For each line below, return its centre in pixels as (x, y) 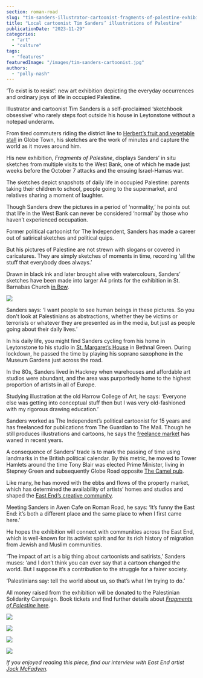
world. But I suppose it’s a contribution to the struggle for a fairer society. (97, 569)
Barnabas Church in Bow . (38, 287)
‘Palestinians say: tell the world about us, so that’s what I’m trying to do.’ (96, 581)
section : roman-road (32, 12)
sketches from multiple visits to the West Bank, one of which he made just (98, 164)
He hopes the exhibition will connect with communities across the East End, (100, 532)
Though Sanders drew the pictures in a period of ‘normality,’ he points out (98, 207)
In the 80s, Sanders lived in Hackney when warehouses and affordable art (98, 372)
